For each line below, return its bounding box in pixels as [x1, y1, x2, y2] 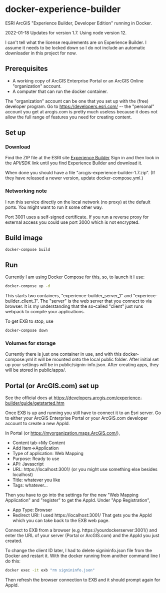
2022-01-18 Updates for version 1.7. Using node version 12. [5, 29, 126, 35]
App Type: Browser [12, 507, 52, 513]
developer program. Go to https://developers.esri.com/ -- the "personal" [5, 103, 154, 109]
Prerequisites [5, 64, 48, 73]
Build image [5, 234, 43, 242]
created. [5, 538, 22, 544]
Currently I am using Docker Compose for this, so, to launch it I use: [5, 274, 145, 280]
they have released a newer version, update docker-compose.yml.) [5, 175, 143, 181]
